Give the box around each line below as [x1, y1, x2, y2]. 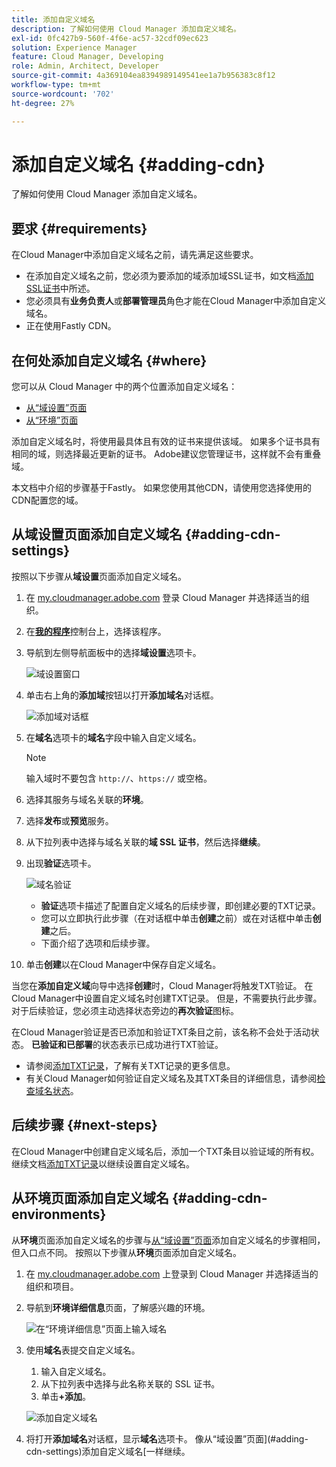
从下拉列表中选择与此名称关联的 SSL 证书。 [40, 1377, 221, 1390]
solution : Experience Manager [11, 42, 138, 53]
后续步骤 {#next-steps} [11, 1117, 158, 1134]
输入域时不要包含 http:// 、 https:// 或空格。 [25, 772, 213, 784]
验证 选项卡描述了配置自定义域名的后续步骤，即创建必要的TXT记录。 [40, 899, 321, 911]
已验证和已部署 [30, 1038, 93, 1050]
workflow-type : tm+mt [11, 80, 102, 90]
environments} [11, 1206, 107, 1223]
